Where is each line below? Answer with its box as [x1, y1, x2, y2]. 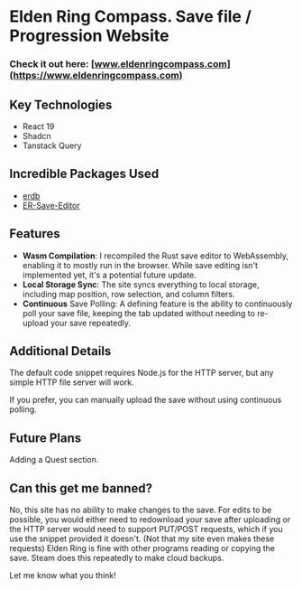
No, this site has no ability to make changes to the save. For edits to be [9, 504, 272, 515]
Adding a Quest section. [9, 454, 99, 465]
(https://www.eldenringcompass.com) [9, 70, 183, 82]
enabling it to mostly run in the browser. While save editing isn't [22, 259, 259, 270]
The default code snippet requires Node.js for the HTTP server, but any [9, 368, 274, 379]
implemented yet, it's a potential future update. [22, 269, 197, 280]
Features [9, 226, 60, 241]
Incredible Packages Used [9, 166, 160, 182]
